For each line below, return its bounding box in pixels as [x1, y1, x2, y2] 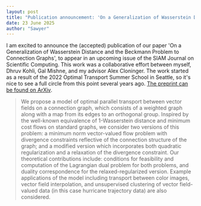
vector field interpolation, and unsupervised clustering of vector [20, 181, 178, 188]
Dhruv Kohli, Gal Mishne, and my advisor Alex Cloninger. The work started [6, 67, 189, 75]
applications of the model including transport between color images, [20, 174, 190, 181]
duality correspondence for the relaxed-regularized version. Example [20, 168, 191, 175]
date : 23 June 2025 [6, 20, 55, 26]
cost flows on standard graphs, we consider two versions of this [20, 123, 179, 131]
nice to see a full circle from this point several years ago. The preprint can [6, 80, 188, 87]
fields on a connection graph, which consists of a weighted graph [20, 104, 182, 111]
